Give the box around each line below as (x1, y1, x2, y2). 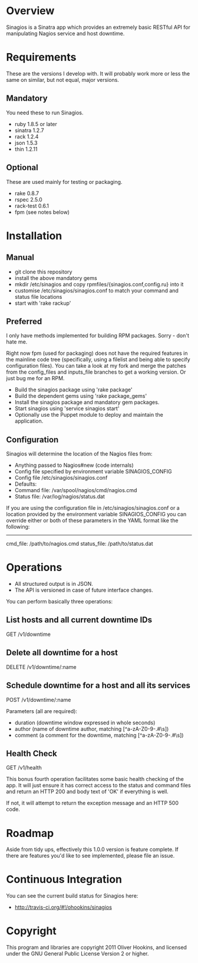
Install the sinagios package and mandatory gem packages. (14, 399, 160, 406)
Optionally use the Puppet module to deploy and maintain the (14, 411, 163, 418)
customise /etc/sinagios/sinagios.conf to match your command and (14, 287, 179, 294)
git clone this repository (14, 268, 72, 275)
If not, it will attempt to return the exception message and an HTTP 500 (6, 800, 179, 807)
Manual (6, 252, 34, 263)
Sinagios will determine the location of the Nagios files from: (6, 450, 153, 457)
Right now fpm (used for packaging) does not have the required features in (6, 349, 188, 357)
